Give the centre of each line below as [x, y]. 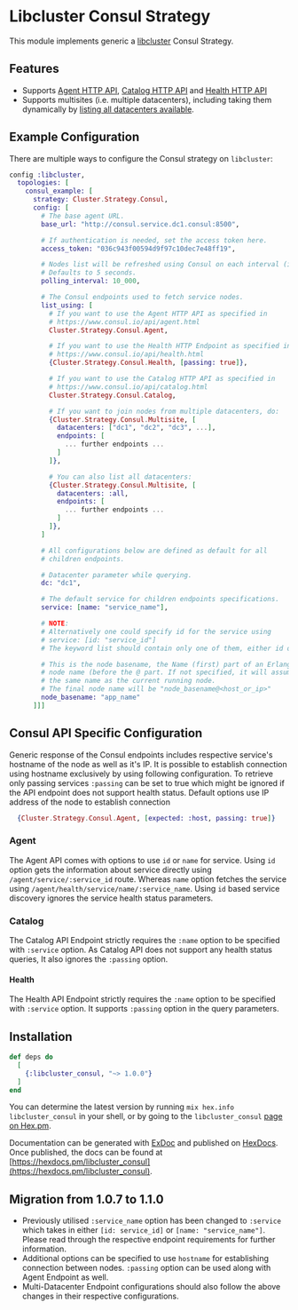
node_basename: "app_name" [91, 698]
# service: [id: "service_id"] [99, 640]
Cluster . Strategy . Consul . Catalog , [112, 395]
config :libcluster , [47, 175]
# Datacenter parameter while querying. [117, 575]
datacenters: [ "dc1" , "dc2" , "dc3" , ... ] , [136, 428]
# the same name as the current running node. [129, 681]
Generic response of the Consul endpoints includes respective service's [141, 754]
